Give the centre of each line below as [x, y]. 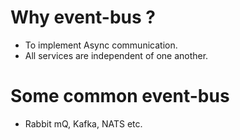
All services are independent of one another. [116, 55]
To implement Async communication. [101, 45]
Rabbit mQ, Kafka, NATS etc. [83, 123]
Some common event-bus [120, 96]
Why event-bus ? [83, 17]
